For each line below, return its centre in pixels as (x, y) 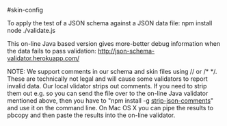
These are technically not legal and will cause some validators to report (108, 79)
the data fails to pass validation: (52, 51)
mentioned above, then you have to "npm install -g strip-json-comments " (110, 101)
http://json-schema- (126, 51)
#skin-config (25, 10)
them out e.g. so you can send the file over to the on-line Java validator (108, 93)
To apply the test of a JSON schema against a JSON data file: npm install (110, 23)
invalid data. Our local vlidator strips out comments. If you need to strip (107, 86)
